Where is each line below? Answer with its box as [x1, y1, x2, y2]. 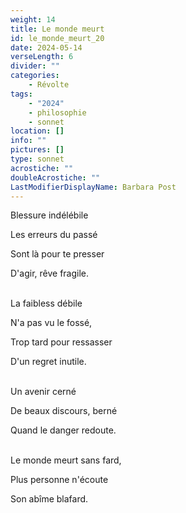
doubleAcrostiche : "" [10, 172, 101, 183]
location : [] [10, 126, 65, 136]
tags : [10, 89, 33, 99]
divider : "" [10, 61, 60, 71]
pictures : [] [10, 145, 65, 155]
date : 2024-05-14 [10, 42, 83, 53]
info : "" [10, 136, 47, 146]
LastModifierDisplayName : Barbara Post [10, 182, 177, 192]
